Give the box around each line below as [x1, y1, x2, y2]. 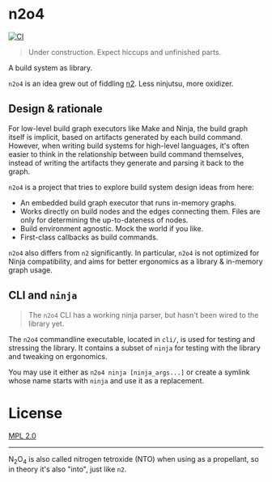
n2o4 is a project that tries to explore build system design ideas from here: [8, 182, 254, 192]
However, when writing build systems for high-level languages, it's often [8, 141, 249, 150]
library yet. [28, 319, 65, 328]
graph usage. [8, 264, 53, 275]
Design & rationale [8, 102, 103, 116]
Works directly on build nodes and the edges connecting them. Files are [19, 206, 261, 216]
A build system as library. [8, 62, 93, 73]
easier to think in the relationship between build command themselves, [8, 149, 244, 159]
